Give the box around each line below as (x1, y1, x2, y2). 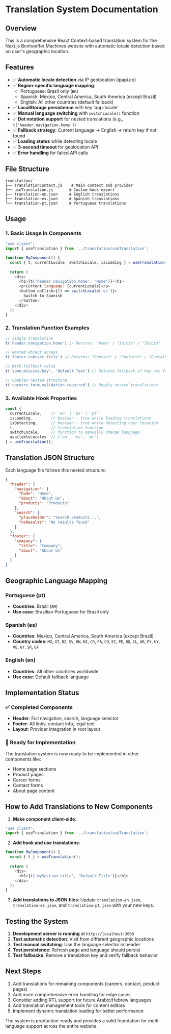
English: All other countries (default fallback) (20, 99, 113, 105)
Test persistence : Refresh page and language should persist (12, 947, 141, 953)
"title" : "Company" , (18, 544, 63, 549)
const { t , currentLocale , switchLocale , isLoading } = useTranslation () (10, 260, 169, 265)
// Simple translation (5, 336, 53, 341)
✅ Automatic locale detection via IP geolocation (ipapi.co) (12, 77, 136, 83)
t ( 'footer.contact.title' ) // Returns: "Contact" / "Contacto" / (5, 355, 147, 360)
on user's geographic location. (5, 48, 70, 54)
